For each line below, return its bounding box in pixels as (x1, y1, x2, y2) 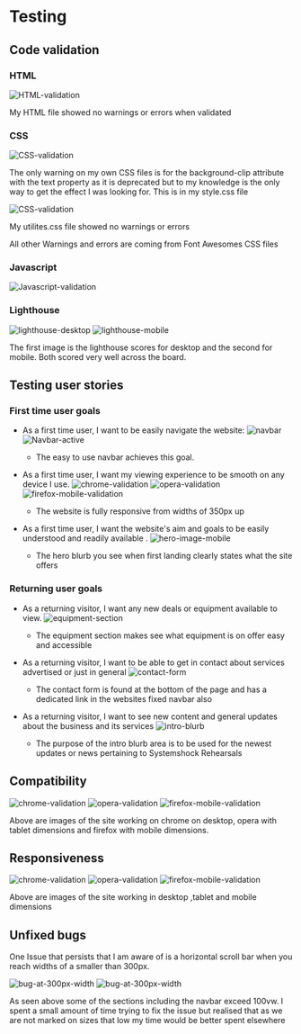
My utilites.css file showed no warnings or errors (9, 221, 190, 232)
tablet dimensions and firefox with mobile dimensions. (9, 824, 209, 835)
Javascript (9, 261, 58, 274)
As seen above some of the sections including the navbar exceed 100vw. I (9, 996, 284, 1007)
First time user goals (9, 405, 101, 418)
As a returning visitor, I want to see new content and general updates (22, 711, 279, 722)
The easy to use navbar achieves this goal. (35, 452, 195, 463)
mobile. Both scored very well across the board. (9, 351, 187, 362)
